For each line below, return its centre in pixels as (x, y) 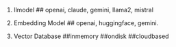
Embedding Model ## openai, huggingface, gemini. (86, 23)
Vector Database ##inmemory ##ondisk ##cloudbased (91, 36)
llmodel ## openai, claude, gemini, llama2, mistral (84, 10)
